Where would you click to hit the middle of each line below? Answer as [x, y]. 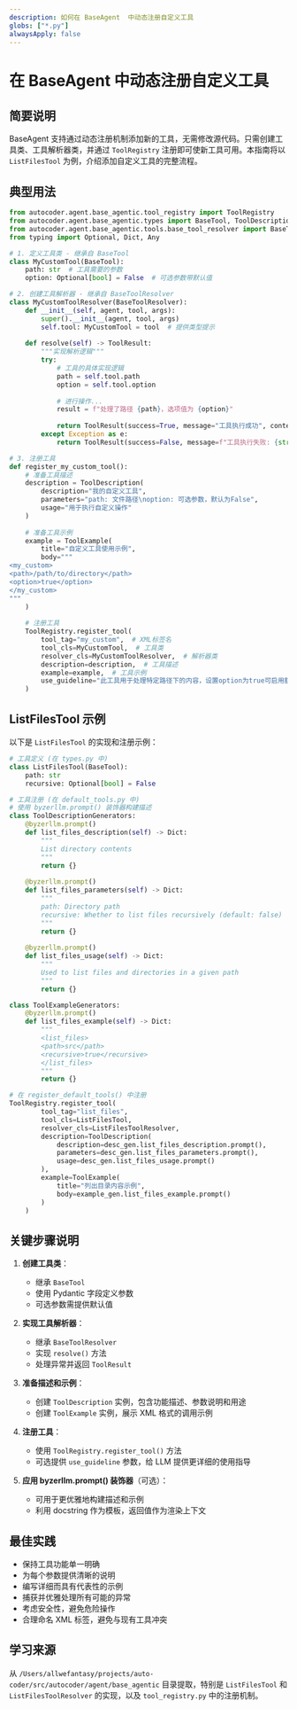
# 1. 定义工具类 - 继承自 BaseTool [69, 254]
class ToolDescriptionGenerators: [73, 816]
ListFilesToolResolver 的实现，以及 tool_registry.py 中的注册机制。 [136, 1695]
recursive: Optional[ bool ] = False [91, 784]
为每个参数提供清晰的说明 [69, 1575]
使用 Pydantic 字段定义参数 [84, 1293]
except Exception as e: [84, 434]
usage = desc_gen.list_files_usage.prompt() [136, 1161]
